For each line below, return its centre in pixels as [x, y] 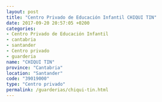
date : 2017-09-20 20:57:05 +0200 [48, 23]
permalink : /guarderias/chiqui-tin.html [58, 90]
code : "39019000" [28, 79]
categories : [21, 28]
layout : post [22, 12]
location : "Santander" [34, 73]
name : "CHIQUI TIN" [31, 62]
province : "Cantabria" [34, 67]
